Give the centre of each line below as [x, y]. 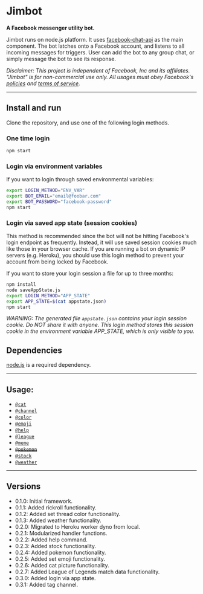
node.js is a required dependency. [49, 365]
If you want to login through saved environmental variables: [80, 179]
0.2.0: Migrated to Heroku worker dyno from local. [77, 526]
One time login [28, 138]
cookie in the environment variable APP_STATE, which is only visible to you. [100, 331]
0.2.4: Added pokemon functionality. [60, 552]
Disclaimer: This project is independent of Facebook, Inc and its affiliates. [98, 70]
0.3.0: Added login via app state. [55, 578]
